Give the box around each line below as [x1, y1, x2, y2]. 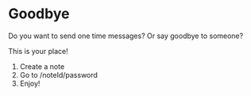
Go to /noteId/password [19, 70, 98, 79]
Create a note [19, 61, 65, 71]
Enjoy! [19, 79, 41, 88]
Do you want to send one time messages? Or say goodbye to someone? [8, 31, 244, 40]
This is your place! [8, 46, 69, 56]
